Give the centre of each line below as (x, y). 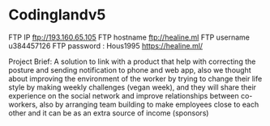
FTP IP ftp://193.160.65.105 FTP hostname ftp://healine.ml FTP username (129, 37)
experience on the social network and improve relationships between (124, 95)
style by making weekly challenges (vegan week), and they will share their (133, 87)
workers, (23, 104)
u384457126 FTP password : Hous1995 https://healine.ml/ (106, 45)
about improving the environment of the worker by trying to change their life (135, 78)
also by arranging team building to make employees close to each (149, 104)
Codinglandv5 (57, 15)
